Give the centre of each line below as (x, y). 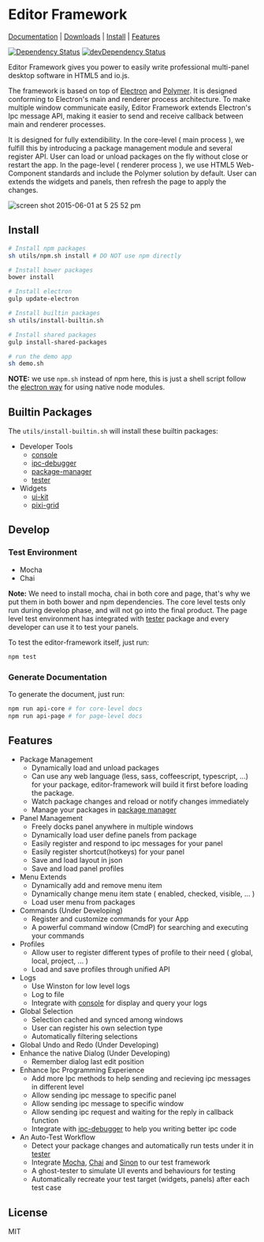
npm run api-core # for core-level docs (76, 709)
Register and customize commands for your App (110, 919)
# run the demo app (40, 356)
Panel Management (51, 819)
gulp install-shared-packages (58, 342)
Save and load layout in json (77, 860)
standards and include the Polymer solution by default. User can (152, 173)
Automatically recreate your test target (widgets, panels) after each (140, 1180)
